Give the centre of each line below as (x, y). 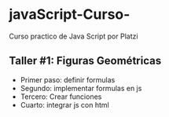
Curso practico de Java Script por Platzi (73, 36)
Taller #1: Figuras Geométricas (85, 61)
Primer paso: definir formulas (68, 79)
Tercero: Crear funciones (61, 97)
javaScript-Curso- (70, 15)
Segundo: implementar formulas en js (81, 88)
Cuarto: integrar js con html (64, 104)
